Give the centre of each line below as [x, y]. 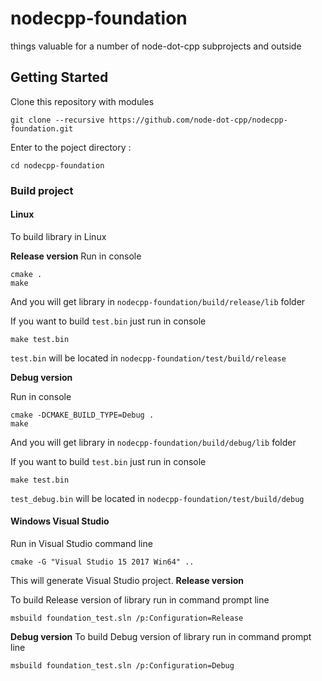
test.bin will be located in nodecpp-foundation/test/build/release [148, 358]
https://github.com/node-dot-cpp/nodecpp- [198, 120]
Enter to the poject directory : [71, 147]
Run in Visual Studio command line [81, 544]
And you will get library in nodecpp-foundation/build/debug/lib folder [153, 442]
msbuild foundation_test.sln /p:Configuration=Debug [122, 666]
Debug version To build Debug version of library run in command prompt [161, 637]
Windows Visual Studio [60, 521]
